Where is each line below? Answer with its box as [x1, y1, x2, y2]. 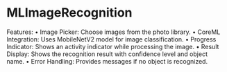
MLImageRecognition [6, 5, 133, 21]
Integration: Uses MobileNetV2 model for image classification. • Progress [6, 35, 217, 43]
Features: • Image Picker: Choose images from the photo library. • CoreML [6, 28, 221, 36]
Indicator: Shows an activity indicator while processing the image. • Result [6, 42, 219, 51]
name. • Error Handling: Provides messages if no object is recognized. [6, 57, 208, 65]
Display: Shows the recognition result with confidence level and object [6, 50, 208, 58]
